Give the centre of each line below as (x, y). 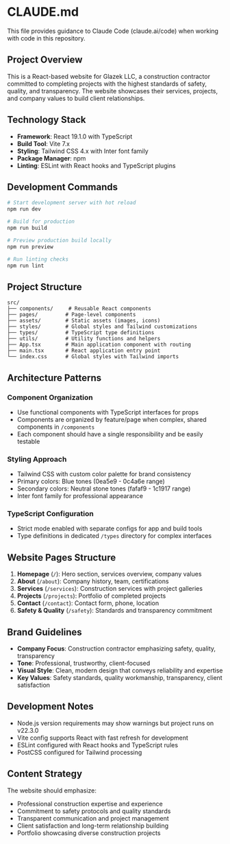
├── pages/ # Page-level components (72, 315)
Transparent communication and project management (93, 818)
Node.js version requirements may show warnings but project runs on (115, 723)
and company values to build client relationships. (76, 98)
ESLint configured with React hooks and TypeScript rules (98, 745)
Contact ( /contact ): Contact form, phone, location (88, 603)
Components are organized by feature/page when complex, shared (112, 419)
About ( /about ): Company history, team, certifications (93, 581)
